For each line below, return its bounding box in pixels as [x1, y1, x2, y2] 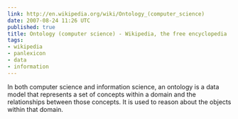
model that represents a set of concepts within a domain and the [7, 90, 197, 98]
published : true [7, 23, 55, 30]
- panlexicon [7, 50, 46, 57]
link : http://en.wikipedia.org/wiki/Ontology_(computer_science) [7, 10, 205, 18]
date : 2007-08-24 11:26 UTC [7, 17, 91, 24]
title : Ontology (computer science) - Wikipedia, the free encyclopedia [7, 30, 227, 38]
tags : [7, 37, 23, 44]
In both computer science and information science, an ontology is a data [7, 82, 220, 91]
